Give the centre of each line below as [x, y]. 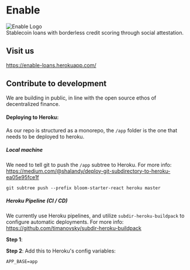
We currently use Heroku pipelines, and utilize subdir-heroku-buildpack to [95, 216]
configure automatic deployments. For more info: [65, 222]
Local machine [25, 150]
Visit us [20, 51]
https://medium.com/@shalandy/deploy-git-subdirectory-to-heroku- [88, 171]
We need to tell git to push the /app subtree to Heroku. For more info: [89, 165]
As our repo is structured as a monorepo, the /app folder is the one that [92, 130]
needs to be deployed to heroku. [45, 136]
